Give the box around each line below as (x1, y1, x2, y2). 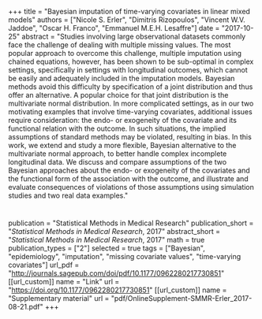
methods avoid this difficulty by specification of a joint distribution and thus (8, 82, 253, 91)
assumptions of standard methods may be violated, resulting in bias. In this (8, 132, 253, 141)
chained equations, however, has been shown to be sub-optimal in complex (8, 57, 254, 66)
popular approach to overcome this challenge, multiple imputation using (8, 49, 242, 57)
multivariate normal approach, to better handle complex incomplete (8, 149, 227, 158)
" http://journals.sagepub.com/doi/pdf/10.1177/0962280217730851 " (8, 269, 225, 278)
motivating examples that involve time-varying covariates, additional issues (8, 107, 253, 117)
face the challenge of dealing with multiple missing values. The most (8, 40, 231, 50)
